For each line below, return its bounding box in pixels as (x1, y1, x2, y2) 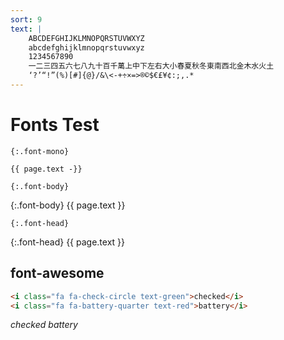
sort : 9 (10, 14, 43, 25)
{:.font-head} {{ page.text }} (10, 236, 126, 248)
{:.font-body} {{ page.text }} (10, 199, 126, 211)
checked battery (10, 319, 78, 331)
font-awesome (10, 265, 105, 282)
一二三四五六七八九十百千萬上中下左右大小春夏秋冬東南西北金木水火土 (28, 61, 275, 71)
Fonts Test (10, 114, 100, 136)
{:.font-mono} (10, 146, 70, 156)
